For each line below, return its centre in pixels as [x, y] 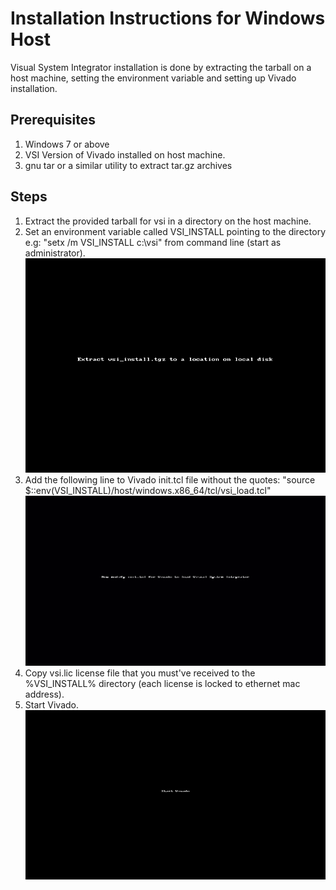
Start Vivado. [52, 704]
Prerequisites [53, 120]
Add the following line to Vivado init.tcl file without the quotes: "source [170, 480]
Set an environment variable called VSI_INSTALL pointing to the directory [175, 231]
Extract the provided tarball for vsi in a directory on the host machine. [168, 221]
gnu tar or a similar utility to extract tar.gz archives [128, 165]
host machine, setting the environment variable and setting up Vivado [153, 78]
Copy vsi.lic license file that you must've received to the [140, 673]
